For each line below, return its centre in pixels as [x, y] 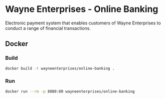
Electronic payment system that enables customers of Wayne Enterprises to [83, 23]
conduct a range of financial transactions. [48, 28]
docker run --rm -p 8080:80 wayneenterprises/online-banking [70, 91]
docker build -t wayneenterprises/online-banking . [60, 68]
